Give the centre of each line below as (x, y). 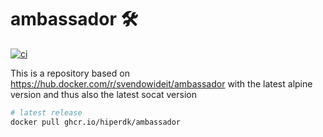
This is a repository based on (70, 73)
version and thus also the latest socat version (103, 94)
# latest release (46, 112)
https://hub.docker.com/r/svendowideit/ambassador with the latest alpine (161, 83)
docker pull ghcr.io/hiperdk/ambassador (96, 122)
